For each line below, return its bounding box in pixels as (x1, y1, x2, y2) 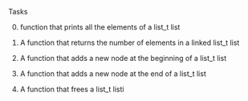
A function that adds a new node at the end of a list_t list (19, 69, 206, 79)
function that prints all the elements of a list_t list (19, 22, 181, 31)
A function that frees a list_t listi (19, 84, 124, 94)
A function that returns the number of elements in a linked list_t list (19, 38, 240, 47)
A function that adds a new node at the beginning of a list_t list (19, 54, 227, 63)
